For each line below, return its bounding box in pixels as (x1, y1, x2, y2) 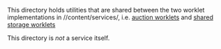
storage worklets (7, 21, 56, 28)
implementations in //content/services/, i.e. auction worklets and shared (7, 13, 214, 21)
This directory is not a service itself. (7, 34, 110, 42)
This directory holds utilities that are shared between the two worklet (7, 6, 205, 14)
